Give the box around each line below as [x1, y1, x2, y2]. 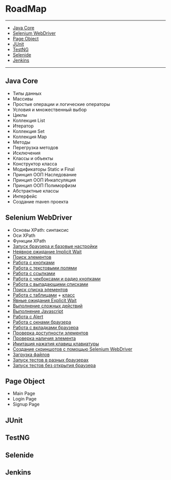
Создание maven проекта [12, 198, 69, 204]
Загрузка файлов [12, 351, 50, 357]
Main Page [12, 390, 36, 396]
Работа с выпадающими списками [12, 281, 89, 287]
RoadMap [5, 3, 47, 15]
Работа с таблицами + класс [12, 291, 75, 298]
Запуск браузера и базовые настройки [12, 243, 98, 249]
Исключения [12, 150, 41, 156]
